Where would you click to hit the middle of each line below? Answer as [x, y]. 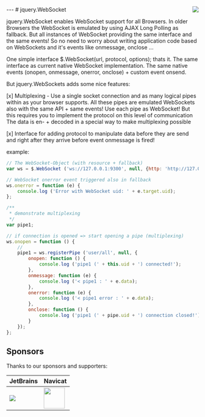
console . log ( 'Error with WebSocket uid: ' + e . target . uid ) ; [96, 191]
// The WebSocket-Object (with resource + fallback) [75, 163]
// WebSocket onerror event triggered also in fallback [79, 179]
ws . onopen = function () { [41, 241]
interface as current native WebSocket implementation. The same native [97, 66]
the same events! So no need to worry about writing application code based [102, 41]
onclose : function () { [58, 310]
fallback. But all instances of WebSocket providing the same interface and [99, 34]
